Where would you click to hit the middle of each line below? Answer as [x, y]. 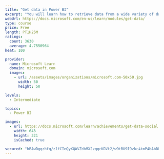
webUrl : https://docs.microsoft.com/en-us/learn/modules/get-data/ [75, 19]
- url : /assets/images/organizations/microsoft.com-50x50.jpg [78, 78]
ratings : [14, 37]
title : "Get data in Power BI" [37, 10]
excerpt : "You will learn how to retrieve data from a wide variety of [79, 14]
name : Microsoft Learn [32, 64]
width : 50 [28, 82]
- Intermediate [25, 100]
